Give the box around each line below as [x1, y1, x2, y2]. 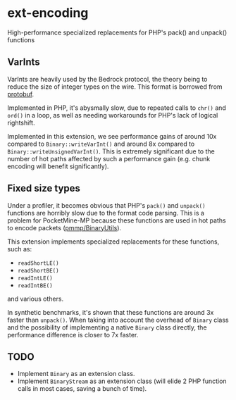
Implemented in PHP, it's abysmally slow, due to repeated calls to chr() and [7, 104, 227, 112]
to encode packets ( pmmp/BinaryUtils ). [7, 223, 122, 232]
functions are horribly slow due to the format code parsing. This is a [7, 208, 204, 217]
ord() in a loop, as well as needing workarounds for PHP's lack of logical [7, 111, 218, 119]
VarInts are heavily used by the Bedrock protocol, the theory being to [7, 75, 208, 83]
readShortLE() [17, 259, 59, 267]
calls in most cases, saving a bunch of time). [17, 385, 147, 393]
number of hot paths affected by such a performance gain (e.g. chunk [7, 154, 211, 163]
